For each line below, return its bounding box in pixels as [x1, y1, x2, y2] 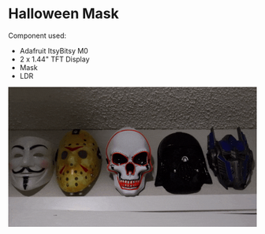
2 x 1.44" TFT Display [19, 54, 90, 64]
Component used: [8, 31, 67, 40]
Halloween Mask [8, 5, 120, 23]
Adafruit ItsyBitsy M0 [19, 46, 88, 55]
